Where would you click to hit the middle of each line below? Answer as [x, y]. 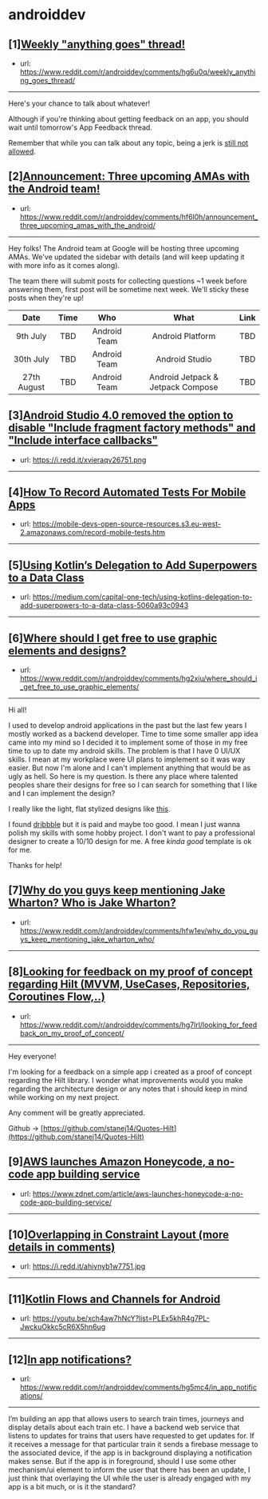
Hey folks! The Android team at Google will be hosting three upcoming [124, 248]
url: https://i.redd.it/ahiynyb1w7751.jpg [83, 1266]
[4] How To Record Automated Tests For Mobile [127, 492]
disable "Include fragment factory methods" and [132, 428]
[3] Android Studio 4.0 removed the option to [121, 416]
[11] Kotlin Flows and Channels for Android [114, 1299]
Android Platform [184, 336]
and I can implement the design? [62, 793]
